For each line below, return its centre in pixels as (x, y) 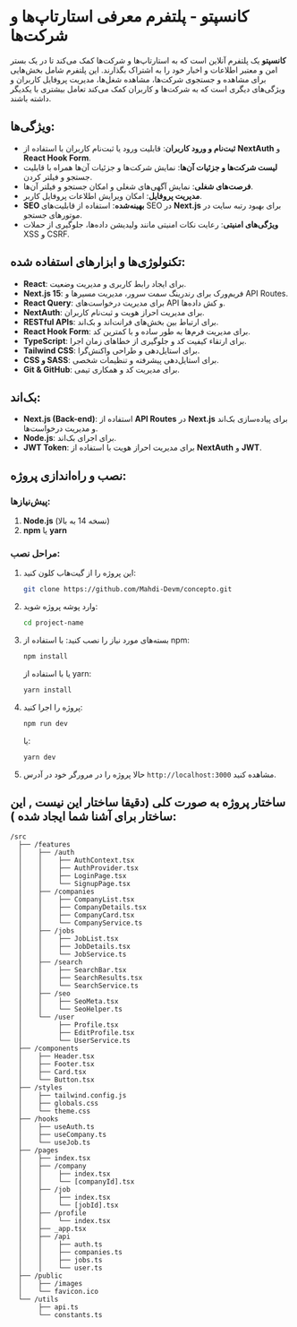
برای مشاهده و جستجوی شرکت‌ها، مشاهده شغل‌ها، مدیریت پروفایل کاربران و (138, 79)
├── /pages (38, 1150)
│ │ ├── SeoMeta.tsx (68, 1002)
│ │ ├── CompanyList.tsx (76, 900)
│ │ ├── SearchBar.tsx (72, 970)
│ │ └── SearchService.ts (79, 986)
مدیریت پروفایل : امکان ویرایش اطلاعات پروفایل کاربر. (112, 195)
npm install (45, 657)
